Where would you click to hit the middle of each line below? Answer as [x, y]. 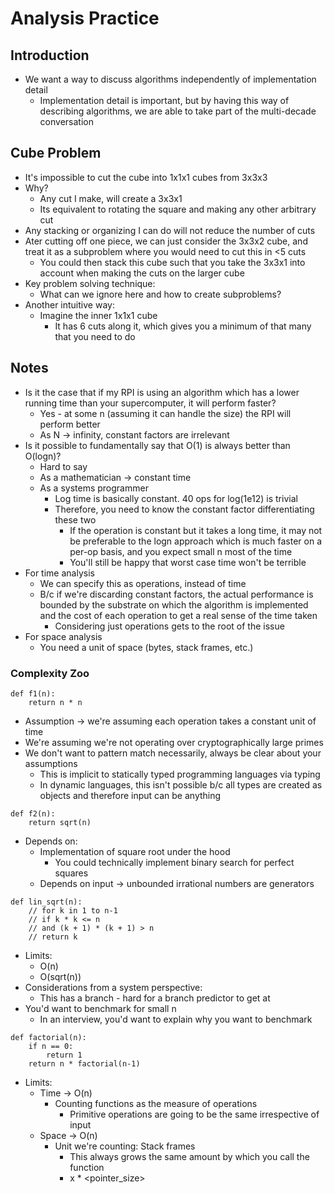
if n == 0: [51, 1046]
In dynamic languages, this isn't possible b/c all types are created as [181, 784]
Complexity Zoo [50, 673]
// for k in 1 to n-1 [73, 910]
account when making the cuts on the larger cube [142, 273]
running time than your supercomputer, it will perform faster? [150, 403]
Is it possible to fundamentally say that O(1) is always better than [157, 445]
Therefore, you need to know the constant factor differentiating [184, 509]
